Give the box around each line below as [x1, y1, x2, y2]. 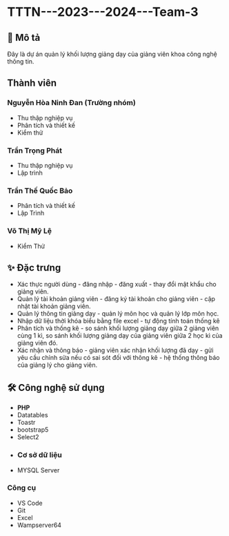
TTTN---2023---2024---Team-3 [7, 4, 199, 20]
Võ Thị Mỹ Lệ [7, 226, 52, 236]
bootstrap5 [17, 425, 49, 434]
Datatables [17, 411, 48, 419]
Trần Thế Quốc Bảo [7, 186, 73, 195]
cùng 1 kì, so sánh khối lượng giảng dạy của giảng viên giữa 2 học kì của [17, 332, 223, 340]
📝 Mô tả [7, 32, 41, 44]
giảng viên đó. [17, 339, 59, 347]
